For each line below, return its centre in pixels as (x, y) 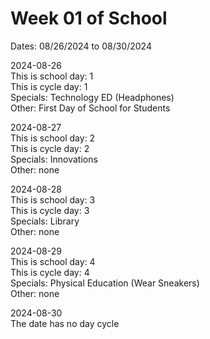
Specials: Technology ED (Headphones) (92, 97)
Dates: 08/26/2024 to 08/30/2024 (81, 46)
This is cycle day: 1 (49, 86)
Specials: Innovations (54, 159)
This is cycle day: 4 (50, 272)
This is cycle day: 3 (50, 210)
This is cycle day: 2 (50, 148)
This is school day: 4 (53, 261)
